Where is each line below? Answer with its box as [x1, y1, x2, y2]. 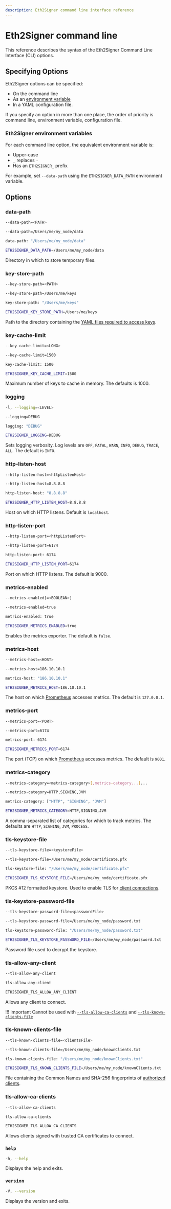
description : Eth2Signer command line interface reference [5, 7, 134, 13]
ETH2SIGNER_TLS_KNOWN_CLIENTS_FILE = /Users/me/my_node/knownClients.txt [5, 1065, 161, 1071]
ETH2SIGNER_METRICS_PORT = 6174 [5, 746, 70, 752]
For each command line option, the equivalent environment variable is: [5, 141, 154, 148]
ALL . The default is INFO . [5, 448, 56, 454]
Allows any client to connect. [5, 999, 67, 1005]
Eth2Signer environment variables [5, 130, 92, 137]
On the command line [12, 91, 58, 97]
